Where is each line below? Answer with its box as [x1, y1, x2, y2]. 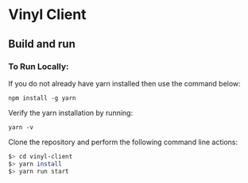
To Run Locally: [8, 61, 69, 72]
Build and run [8, 37, 76, 51]
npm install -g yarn [8, 93, 77, 102]
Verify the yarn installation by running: [8, 108, 134, 117]
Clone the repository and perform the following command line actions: [8, 137, 238, 147]
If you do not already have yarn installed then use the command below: [8, 78, 241, 88]
